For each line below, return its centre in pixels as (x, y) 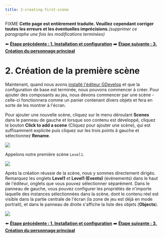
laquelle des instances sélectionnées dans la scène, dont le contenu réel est (82, 194)
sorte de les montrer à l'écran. (35, 105)
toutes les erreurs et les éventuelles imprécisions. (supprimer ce (71, 29)
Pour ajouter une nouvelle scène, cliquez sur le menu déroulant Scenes (77, 115)
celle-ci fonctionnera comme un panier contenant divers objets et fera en (79, 100)
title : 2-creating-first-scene (37, 10)
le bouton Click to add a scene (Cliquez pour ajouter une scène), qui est (78, 125)
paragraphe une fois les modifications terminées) (55, 34)
